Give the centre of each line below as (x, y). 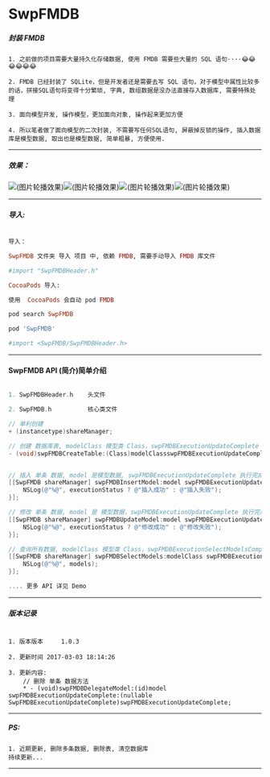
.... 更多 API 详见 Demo (47, 586)
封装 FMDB (27, 38)
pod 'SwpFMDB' (32, 329)
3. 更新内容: (28, 673)
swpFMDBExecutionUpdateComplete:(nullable (80, 695)
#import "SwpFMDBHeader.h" (53, 271)
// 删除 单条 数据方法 (56, 681)
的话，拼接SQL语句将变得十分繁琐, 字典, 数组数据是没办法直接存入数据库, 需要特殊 (129, 91)
